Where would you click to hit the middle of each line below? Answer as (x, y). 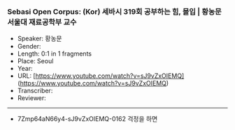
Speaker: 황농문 (40, 39)
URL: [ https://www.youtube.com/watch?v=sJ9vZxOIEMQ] (101, 76)
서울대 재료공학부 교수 (42, 22)
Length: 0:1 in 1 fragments (55, 54)
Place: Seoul (35, 61)
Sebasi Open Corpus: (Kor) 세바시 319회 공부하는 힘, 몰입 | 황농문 (114, 11)
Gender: (29, 47)
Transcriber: (35, 91)
